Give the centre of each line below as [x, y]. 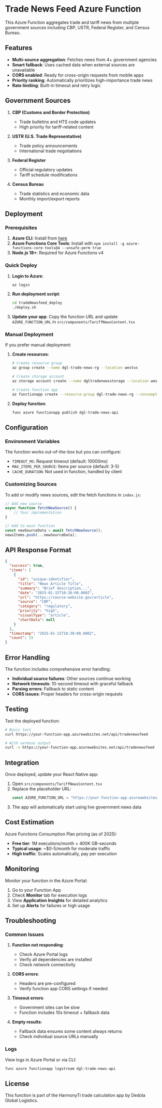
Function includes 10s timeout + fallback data [64, 1012]
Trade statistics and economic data [54, 193]
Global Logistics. [22, 1100]
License [17, 1084]
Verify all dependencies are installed [55, 960]
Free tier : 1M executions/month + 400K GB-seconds [64, 843]
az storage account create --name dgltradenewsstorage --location [80, 381]
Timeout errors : [28, 998]
